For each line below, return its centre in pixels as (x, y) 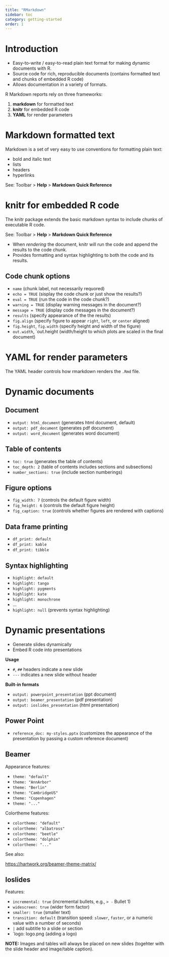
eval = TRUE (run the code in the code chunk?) (61, 299)
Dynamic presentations (55, 630)
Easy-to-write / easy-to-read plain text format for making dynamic (81, 63)
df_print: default (32, 539)
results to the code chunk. (40, 250)
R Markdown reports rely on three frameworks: (54, 95)
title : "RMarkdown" (26, 10)
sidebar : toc (19, 15)
